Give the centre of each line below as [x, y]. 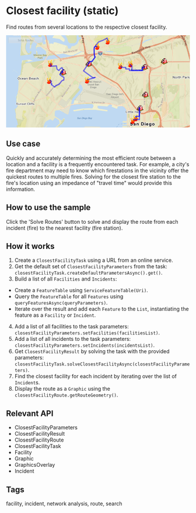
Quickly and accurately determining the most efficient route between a [91, 158]
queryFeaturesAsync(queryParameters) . [61, 303]
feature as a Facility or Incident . [55, 315]
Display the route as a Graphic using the [62, 389]
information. [21, 189]
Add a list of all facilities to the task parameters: [72, 327]
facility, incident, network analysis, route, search [64, 504]
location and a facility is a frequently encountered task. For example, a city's [98, 164]
